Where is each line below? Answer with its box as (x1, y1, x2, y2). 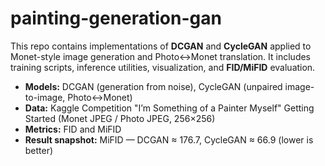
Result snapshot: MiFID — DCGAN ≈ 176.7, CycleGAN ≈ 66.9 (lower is (24, 133, 314, 146)
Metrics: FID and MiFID (24, 123, 122, 135)
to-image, (24, 91, 66, 103)
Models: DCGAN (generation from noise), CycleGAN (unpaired (24, 80, 283, 92)
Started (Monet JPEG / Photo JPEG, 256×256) (24, 112, 216, 124)
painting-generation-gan (10, 7, 222, 30)
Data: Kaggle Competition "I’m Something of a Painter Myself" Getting (24, 102, 315, 114)
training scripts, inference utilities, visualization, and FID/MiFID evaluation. (10, 61, 316, 73)
